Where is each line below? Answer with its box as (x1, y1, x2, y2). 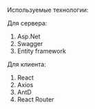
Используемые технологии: (7, 6, 89, 14)
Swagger (17, 40, 43, 47)
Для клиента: (7, 60, 46, 68)
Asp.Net (17, 32, 41, 40)
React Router (17, 95, 54, 104)
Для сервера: (7, 19, 47, 27)
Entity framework (17, 47, 67, 55)
